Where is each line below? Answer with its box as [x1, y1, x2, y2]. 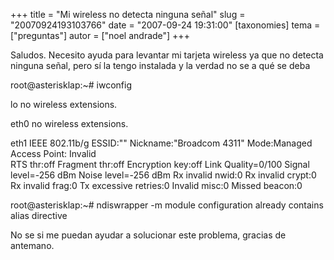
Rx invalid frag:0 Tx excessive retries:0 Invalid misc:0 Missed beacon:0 [10, 180, 303, 191]
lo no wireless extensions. [10, 99, 118, 110]
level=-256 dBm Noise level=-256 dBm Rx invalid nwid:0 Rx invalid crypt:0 [10, 169, 317, 181]
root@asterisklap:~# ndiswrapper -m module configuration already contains [10, 199, 324, 211]
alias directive [10, 210, 68, 221]
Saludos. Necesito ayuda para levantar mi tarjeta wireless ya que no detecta [10, 49, 324, 61]
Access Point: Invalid [10, 148, 97, 159]
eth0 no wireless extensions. [10, 118, 129, 129]
